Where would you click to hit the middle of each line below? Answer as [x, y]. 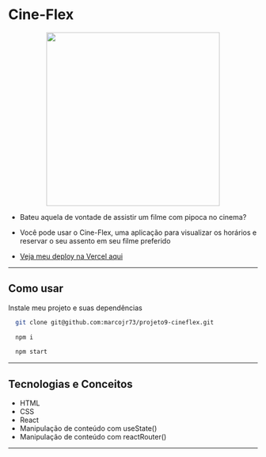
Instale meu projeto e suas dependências [75, 308]
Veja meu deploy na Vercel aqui [71, 256]
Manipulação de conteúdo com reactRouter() [93, 436]
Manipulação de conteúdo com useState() [88, 428]
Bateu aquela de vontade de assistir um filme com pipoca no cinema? [133, 217]
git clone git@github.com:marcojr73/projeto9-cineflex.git [115, 322]
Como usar [36, 288]
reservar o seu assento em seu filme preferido [95, 240]
